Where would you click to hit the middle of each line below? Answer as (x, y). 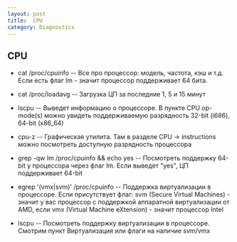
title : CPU (25, 21)
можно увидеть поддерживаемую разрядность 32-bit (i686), (137, 116)
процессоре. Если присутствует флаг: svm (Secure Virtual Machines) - (123, 194)
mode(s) (30, 116)
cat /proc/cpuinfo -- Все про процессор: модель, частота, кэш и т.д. (121, 73)
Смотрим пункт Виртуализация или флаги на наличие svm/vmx (114, 231)
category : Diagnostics (41, 27)
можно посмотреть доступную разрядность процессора (105, 144)
